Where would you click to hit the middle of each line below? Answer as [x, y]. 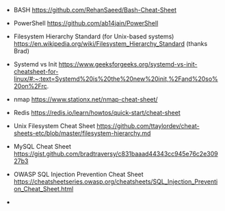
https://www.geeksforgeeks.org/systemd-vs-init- [128, 64]
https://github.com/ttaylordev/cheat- [148, 126]
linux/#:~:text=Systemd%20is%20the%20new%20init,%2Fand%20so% [116, 79]
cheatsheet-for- [36, 72]
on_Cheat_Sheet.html [43, 189]
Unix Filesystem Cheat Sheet [54, 126]
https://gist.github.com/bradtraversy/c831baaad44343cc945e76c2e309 [116, 154]
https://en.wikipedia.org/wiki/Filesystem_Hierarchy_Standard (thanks [110, 44]
